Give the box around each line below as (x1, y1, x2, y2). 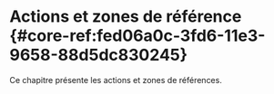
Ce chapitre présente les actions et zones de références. (9, 74, 223, 85)
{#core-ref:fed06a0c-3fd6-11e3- (9, 25, 266, 46)
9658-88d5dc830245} (9, 45, 188, 65)
